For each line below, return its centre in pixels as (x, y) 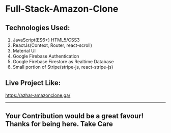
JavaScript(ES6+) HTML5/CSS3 (46, 40)
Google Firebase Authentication (46, 56)
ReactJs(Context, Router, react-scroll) (52, 45)
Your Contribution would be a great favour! (75, 116)
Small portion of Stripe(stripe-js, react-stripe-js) (63, 67)
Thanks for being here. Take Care (59, 124)
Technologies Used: (38, 28)
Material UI (24, 51)
